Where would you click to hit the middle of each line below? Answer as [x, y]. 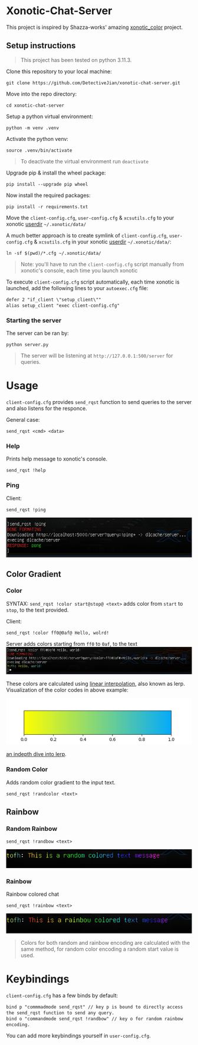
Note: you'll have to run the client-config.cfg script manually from [102, 264]
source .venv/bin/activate [39, 150]
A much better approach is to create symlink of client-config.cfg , [87, 235]
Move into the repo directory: [42, 94]
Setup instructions [41, 46]
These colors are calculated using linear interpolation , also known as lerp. [96, 684]
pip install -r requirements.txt [47, 207]
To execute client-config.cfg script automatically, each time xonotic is [93, 282]
